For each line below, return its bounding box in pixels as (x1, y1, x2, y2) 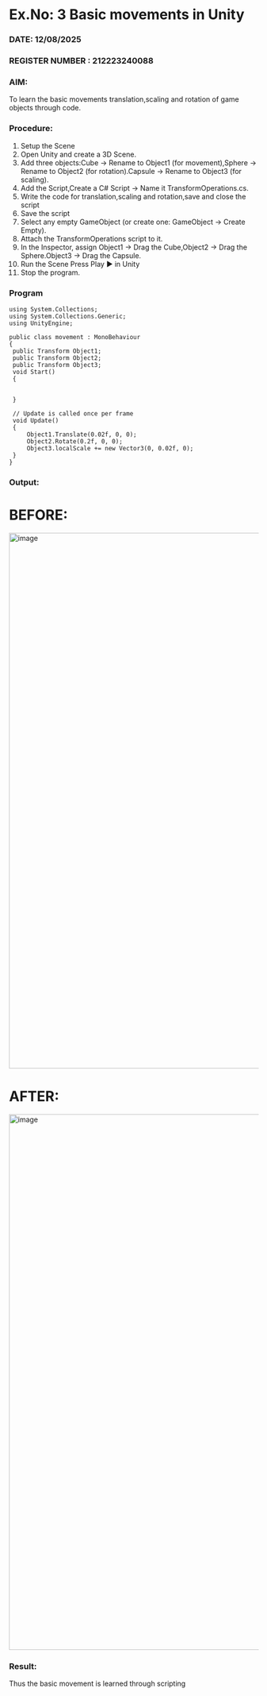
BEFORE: (9, 506, 68, 524)
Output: (9, 477, 40, 488)
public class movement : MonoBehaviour (9, 333, 141, 341)
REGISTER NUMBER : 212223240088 (9, 56, 154, 67)
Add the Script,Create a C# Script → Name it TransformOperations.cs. (20, 183, 249, 192)
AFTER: (9, 1087, 59, 1105)
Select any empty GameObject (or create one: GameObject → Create (20, 217, 246, 226)
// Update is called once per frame (12, 409, 134, 418)
